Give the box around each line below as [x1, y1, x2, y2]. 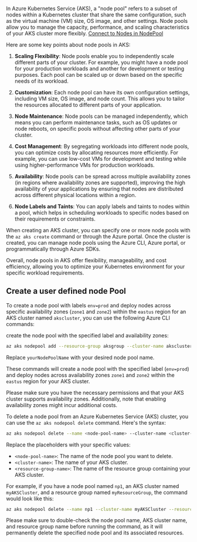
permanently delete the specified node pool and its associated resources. [6, 529, 184, 536]
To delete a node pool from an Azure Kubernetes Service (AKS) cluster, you [6, 413, 189, 420]
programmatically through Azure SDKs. [6, 246, 101, 252]
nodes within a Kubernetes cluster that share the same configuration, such [6, 11, 186, 18]
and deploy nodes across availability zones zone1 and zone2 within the [6, 371, 175, 378]
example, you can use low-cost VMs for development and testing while [14, 155, 186, 162]
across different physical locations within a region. [14, 192, 137, 198]
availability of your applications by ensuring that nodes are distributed [14, 185, 184, 192]
